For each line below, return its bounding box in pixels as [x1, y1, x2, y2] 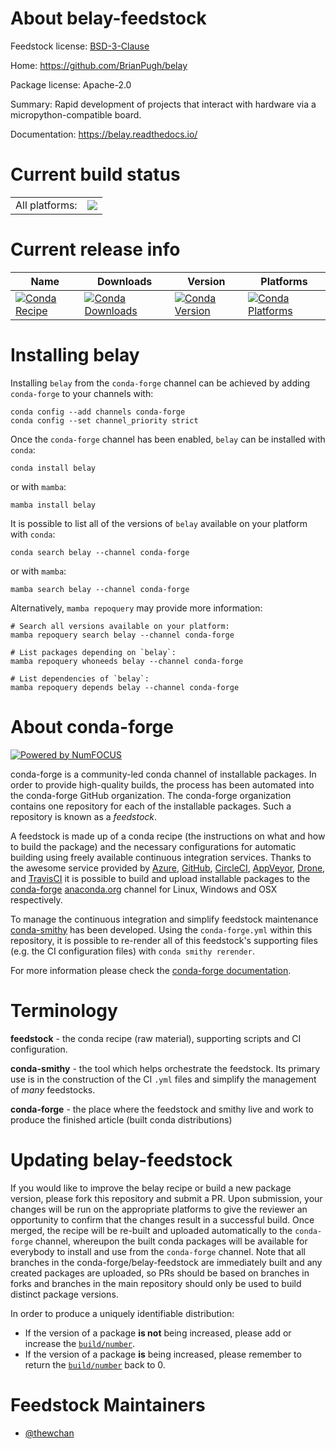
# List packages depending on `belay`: [10, 647, 177, 657]
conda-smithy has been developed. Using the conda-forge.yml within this [10, 923, 313, 936]
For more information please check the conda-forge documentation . [10, 964, 292, 976]
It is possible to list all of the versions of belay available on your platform [10, 517, 308, 529]
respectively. [10, 893, 63, 906]
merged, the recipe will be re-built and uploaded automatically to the [10, 1224, 293, 1236]
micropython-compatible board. [10, 108, 142, 121]
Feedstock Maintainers [10, 1393, 206, 1416]
